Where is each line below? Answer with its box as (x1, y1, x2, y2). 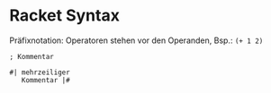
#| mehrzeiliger (9, 68, 70, 77)
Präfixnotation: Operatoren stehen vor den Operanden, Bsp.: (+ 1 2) (9, 35, 264, 46)
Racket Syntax (9, 5, 120, 26)
